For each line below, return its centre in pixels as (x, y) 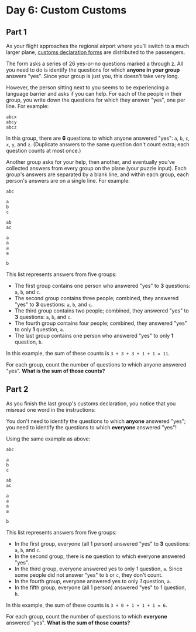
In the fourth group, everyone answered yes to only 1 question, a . (93, 581)
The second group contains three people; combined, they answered (97, 298)
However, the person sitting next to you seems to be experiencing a (87, 88)
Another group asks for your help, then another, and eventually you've (91, 162)
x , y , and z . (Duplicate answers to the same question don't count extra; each (98, 144)
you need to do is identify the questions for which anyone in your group (93, 70)
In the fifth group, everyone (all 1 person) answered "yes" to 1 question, (100, 587)
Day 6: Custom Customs (66, 10)
